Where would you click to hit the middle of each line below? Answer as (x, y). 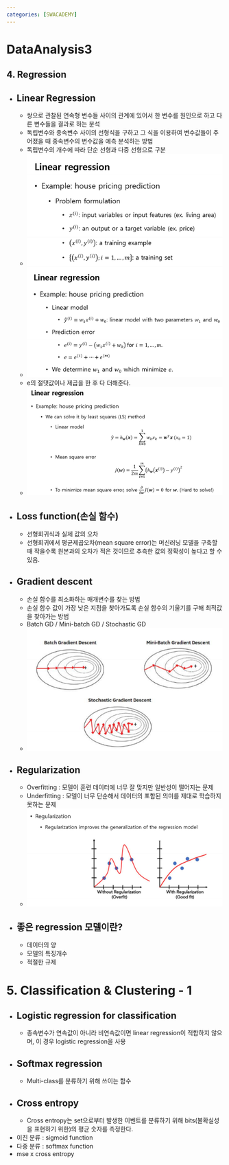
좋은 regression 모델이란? (69, 927)
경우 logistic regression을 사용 (84, 1041)
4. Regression (36, 75)
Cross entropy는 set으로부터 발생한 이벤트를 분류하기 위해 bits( (112, 1120)
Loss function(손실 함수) (68, 516)
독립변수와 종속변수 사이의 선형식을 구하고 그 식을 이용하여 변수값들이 (119, 133)
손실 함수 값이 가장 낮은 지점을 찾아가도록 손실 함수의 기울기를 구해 (115, 607)
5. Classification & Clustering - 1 (99, 990)
